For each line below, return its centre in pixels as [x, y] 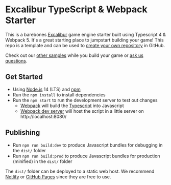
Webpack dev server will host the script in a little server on [82, 111]
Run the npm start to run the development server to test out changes [85, 100]
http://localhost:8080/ [43, 116]
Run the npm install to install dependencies [59, 95]
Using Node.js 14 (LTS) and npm [46, 89]
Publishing [23, 132]
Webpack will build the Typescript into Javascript [72, 106]
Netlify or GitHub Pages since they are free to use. [58, 177]
